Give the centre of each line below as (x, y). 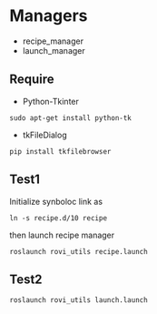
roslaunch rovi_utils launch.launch (78, 300)
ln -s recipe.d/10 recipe (58, 218)
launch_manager (54, 50)
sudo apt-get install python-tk (70, 118)
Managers (49, 16)
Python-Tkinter (51, 101)
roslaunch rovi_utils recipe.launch (78, 251)
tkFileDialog (44, 135)
